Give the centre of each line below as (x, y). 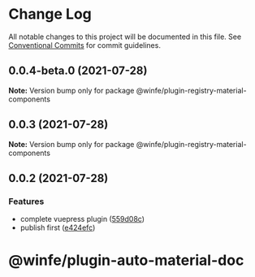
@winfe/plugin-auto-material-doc (126, 260)
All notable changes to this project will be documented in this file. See (125, 37)
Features (26, 201)
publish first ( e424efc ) (58, 227)
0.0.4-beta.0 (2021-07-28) (78, 71)
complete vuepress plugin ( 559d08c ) (82, 219)
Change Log (50, 14)
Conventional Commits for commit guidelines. (84, 45)
